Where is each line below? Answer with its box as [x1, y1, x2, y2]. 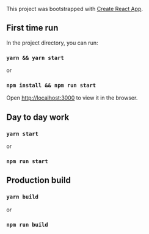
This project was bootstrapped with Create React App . [6, 5, 144, 12]
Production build [6, 175, 71, 186]
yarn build [6, 194, 38, 200]
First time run [6, 23, 59, 33]
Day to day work [6, 112, 70, 122]
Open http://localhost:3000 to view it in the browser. [6, 94, 138, 101]
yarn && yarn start [6, 54, 64, 61]
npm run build [6, 221, 48, 228]
